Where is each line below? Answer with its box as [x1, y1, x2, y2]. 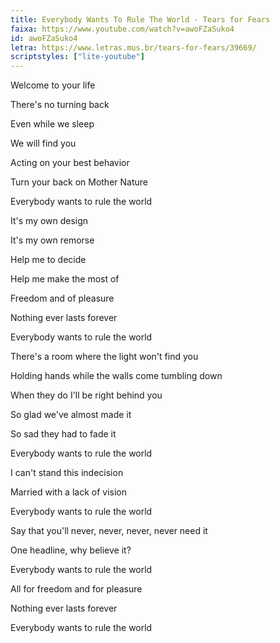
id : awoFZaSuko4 [10, 33, 78, 43]
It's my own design [10, 215, 89, 227]
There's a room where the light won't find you [10, 351, 199, 363]
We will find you [10, 137, 77, 150]
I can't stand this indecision [10, 467, 124, 479]
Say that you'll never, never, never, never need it [10, 525, 208, 537]
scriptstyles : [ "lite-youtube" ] [10, 52, 145, 62]
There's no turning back [10, 99, 110, 111]
